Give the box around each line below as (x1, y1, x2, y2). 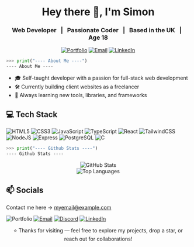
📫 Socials (6, 186, 44, 195)
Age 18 (88, 33, 108, 42)
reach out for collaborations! (64, 235, 133, 242)
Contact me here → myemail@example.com (6, 204, 112, 211)
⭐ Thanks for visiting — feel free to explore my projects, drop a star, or (13, 227, 183, 234)
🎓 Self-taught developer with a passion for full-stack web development (14, 74, 188, 81)
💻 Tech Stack (6, 109, 58, 119)
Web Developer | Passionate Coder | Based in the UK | (11, 26, 182, 35)
